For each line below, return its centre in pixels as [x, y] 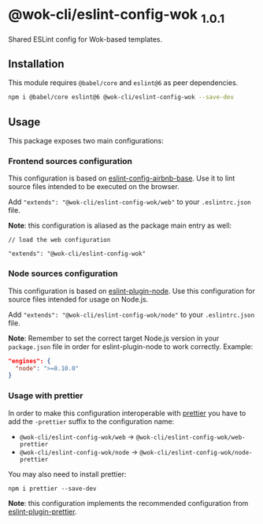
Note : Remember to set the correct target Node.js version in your [114, 338]
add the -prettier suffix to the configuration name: [91, 421]
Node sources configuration [63, 273]
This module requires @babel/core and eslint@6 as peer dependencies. [123, 83]
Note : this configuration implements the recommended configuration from [128, 503]
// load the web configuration [59, 240]
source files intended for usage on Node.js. [78, 299]
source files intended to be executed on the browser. [94, 187]
